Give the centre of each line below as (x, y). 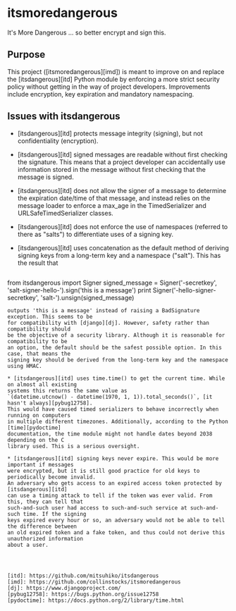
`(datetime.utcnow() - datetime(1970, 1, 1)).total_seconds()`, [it (110, 397)
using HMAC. (25, 366)
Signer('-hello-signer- (184, 290)
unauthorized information (45, 538)
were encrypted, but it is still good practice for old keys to (104, 471)
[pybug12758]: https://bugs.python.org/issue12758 (83, 594)
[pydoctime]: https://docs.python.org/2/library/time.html (96, 600)
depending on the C (36, 440)
